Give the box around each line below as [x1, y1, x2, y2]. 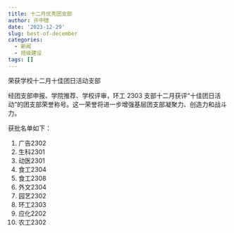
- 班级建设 [14, 50, 42, 57]
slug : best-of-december [8, 30, 78, 37]
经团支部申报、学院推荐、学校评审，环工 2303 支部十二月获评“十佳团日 [8, 91, 215, 99]
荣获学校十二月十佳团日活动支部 [8, 76, 101, 84]
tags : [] [8, 56, 34, 63]
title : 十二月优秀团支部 [8, 10, 73, 18]
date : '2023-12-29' [8, 23, 66, 30]
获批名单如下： [8, 124, 51, 132]
